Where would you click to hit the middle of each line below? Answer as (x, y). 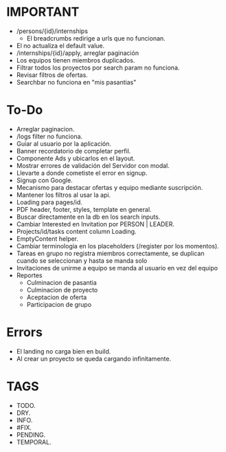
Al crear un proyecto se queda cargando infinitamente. (94, 358)
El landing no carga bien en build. (64, 351)
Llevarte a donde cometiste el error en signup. (82, 173)
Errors (24, 333)
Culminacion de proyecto (62, 290)
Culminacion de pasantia (61, 282)
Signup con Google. (44, 180)
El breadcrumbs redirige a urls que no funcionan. (96, 38)
